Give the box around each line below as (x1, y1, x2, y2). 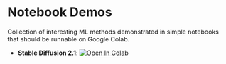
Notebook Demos (7, 4, 112, 20)
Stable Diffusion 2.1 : (17, 49, 78, 57)
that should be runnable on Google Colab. (7, 34, 130, 43)
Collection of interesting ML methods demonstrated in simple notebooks (7, 27, 219, 36)
